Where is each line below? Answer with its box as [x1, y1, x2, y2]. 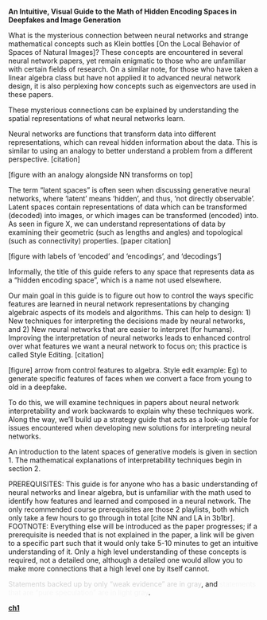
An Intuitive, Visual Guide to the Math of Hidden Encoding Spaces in [8, 7, 237, 16]
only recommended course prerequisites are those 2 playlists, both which [8, 505, 249, 514]
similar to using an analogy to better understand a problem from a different [8, 146, 253, 155]
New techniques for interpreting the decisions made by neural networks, [8, 316, 246, 326]
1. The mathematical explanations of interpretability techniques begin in [8, 455, 242, 465]
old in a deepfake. [8, 382, 68, 392]
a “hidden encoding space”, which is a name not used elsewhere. [8, 275, 222, 285]
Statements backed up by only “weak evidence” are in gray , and [8, 579, 219, 588]
